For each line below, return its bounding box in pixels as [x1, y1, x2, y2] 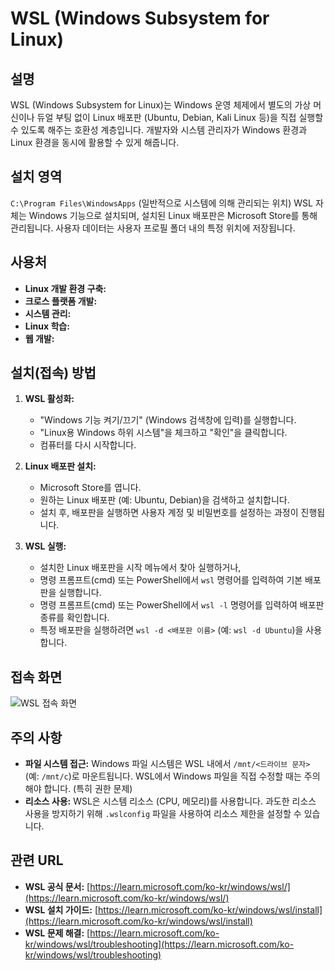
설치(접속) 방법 [10, 365, 97, 382]
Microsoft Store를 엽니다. [39, 482, 142, 494]
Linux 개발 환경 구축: [24, 282, 107, 294]
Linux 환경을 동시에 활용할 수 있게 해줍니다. [10, 137, 180, 148]
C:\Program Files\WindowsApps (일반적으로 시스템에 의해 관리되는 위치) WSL [10, 197, 313, 209]
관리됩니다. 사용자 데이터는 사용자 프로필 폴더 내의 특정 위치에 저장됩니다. [10, 222, 296, 234]
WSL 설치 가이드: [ [24, 903, 99, 916]
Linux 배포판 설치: [24, 460, 97, 472]
